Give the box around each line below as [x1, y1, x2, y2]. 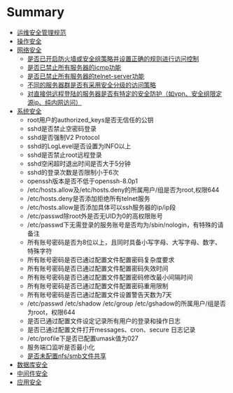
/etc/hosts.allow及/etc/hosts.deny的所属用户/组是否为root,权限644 [27, 185, 220, 194]
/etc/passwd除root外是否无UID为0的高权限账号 [27, 211, 163, 220]
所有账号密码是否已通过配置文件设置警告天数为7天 [27, 290, 172, 299]
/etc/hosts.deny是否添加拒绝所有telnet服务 [27, 194, 150, 203]
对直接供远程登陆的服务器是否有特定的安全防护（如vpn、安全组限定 [27, 89, 223, 98]
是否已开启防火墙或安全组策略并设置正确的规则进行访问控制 [27, 54, 199, 63]
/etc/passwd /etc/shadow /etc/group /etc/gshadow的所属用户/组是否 [27, 299, 227, 308]
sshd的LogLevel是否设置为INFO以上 [27, 141, 132, 150]
